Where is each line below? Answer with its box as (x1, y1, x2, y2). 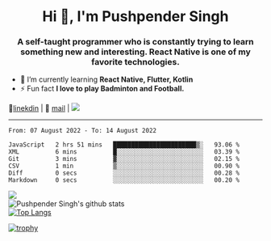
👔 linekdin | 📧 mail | (8, 104, 70, 113)
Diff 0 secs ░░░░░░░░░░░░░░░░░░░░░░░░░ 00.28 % (8, 169, 240, 177)
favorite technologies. (91, 57, 180, 68)
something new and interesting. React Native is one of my (19, 46, 252, 57)
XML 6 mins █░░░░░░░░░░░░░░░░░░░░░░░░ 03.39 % (8, 148, 240, 156)
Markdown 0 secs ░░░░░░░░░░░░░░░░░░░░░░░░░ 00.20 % (8, 176, 240, 184)
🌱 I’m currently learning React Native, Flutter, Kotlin (19, 74, 194, 84)
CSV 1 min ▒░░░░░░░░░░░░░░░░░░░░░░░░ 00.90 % (8, 162, 240, 171)
